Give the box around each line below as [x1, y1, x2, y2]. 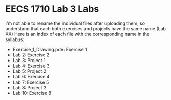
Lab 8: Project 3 [12, 84, 47, 90]
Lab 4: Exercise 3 [12, 63, 50, 69]
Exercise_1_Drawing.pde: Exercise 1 [12, 46, 87, 52]
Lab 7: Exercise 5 [12, 79, 49, 85]
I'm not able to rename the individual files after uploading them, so [5, 20, 145, 26]
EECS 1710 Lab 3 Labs [5, 3, 99, 15]
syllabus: [5, 36, 25, 43]
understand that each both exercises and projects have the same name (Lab [5, 25, 166, 31]
